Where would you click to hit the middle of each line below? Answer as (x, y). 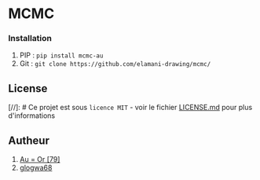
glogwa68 (36, 168)
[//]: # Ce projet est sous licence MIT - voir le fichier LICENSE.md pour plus (130, 108)
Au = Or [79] (40, 160)
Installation (30, 39)
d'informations (32, 116)
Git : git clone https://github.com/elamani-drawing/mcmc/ (115, 64)
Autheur (29, 140)
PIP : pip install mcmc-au (61, 55)
